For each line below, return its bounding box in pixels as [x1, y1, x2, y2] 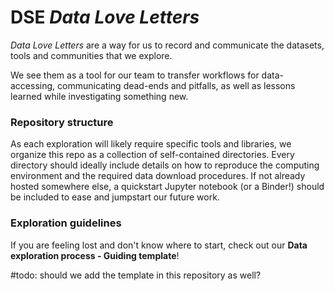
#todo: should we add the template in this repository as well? [10, 269, 262, 281]
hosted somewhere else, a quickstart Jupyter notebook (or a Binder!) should [10, 181, 325, 193]
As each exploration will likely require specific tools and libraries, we [10, 138, 292, 150]
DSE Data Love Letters [10, 6, 200, 29]
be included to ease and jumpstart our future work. [10, 191, 220, 203]
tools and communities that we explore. [10, 49, 173, 61]
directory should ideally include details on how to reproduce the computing [10, 159, 320, 171]
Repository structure [10, 115, 114, 129]
